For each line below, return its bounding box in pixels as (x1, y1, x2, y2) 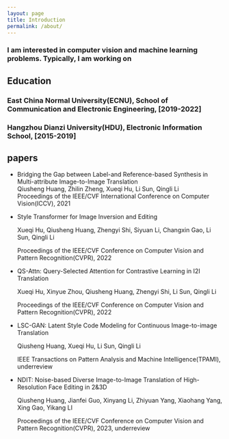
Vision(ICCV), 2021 (16, 199, 70, 208)
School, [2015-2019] (7, 131, 77, 140)
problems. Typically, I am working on (7, 54, 132, 64)
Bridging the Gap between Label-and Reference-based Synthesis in (16, 171, 208, 179)
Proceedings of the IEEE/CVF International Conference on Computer (16, 192, 210, 201)
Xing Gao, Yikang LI (16, 403, 73, 412)
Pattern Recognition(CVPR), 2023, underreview (16, 424, 150, 432)
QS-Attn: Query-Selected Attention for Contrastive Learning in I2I (16, 267, 200, 275)
